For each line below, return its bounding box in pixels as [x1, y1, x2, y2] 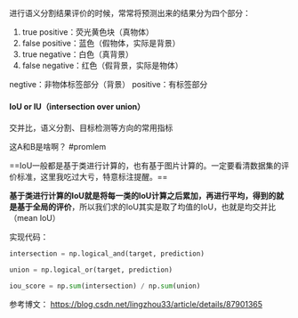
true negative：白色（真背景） [21, 49, 133, 60]
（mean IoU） [9, 213, 60, 224]
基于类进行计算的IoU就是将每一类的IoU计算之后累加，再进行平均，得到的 [9, 191, 277, 201]
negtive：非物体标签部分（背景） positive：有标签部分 [9, 79, 208, 89]
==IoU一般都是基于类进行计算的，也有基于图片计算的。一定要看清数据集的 [9, 160, 282, 171]
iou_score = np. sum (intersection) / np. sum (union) [9, 281, 201, 290]
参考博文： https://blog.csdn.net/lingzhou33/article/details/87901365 [9, 298, 263, 309]
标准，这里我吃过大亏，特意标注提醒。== [16, 172, 168, 183]
